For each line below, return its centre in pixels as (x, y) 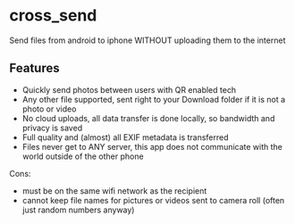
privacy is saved (52, 128)
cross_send (53, 16)
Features (34, 68)
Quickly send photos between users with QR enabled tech (129, 89)
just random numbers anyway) (78, 210)
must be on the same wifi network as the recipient (114, 191)
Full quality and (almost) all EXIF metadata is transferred (126, 137)
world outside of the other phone (83, 156)
